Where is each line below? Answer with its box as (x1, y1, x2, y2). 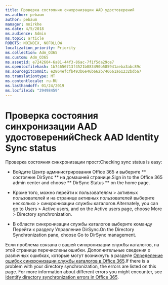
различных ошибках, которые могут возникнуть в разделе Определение (5, 252, 163, 259)
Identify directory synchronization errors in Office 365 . (5, 274, 119, 280)
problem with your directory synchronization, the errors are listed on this (5, 263, 157, 270)
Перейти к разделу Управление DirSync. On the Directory (12, 226, 135, 233)
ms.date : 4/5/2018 (5, 26, 44, 32)
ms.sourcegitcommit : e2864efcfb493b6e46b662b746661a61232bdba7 (5, 69, 142, 74)
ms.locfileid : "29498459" (5, 88, 60, 93)
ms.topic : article (5, 36, 44, 41)
